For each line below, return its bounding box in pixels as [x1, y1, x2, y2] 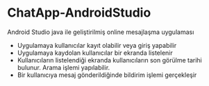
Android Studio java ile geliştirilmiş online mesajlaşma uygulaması [7, 28, 194, 36]
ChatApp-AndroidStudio [7, 5, 151, 21]
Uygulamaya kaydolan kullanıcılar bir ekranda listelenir [17, 49, 173, 57]
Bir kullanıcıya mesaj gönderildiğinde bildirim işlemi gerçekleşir [17, 71, 197, 79]
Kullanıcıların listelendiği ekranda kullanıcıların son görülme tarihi [17, 55, 203, 64]
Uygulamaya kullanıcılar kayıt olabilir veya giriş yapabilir [17, 41, 177, 49]
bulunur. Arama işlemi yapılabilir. [17, 63, 110, 71]
